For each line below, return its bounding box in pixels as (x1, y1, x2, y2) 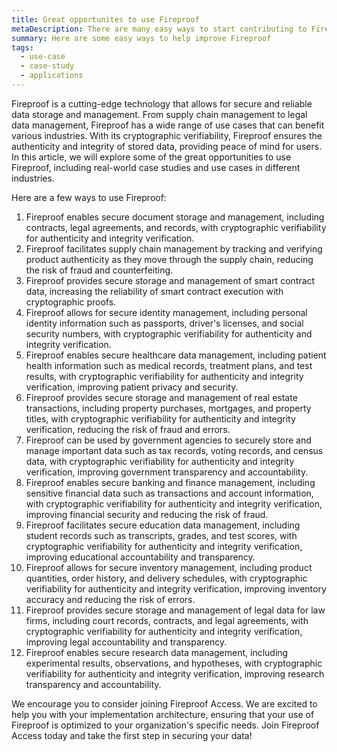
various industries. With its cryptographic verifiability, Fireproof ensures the (11, 129, 323, 141)
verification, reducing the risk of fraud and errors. (25, 423, 231, 435)
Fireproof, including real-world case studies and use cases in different (11, 161, 301, 173)
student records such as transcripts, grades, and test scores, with (25, 529, 298, 541)
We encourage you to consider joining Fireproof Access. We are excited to (11, 697, 318, 710)
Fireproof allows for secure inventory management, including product (25, 561, 313, 573)
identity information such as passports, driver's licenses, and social (25, 317, 304, 329)
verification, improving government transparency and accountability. (25, 466, 309, 478)
